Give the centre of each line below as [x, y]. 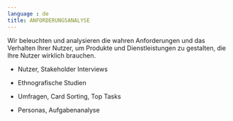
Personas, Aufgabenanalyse [59, 110]
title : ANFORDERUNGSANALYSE [49, 20]
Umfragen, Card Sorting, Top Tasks [69, 96]
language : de [28, 14]
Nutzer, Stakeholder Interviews [63, 69]
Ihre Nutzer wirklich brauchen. [52, 55]
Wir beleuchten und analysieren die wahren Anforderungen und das [106, 40]
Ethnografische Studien [52, 82]
